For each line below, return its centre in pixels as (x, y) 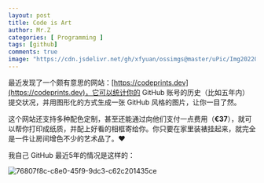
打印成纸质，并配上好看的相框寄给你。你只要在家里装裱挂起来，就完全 (142, 128)
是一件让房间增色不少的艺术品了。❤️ (67, 138)
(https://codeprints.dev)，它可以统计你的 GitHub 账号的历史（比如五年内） (129, 92)
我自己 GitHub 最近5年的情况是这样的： (71, 155)
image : (19, 60)
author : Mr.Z (29, 30)
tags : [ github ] (33, 45)
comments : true (33, 52)
